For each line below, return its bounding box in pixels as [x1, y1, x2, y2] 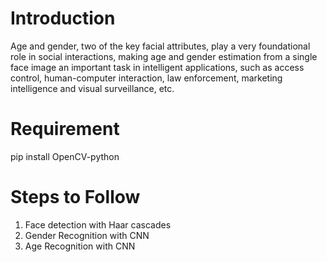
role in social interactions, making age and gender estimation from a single [10, 50, 318, 62]
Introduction [10, 7, 116, 30]
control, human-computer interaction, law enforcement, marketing [10, 72, 283, 84]
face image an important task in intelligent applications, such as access [10, 61, 305, 73]
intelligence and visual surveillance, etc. [10, 82, 175, 94]
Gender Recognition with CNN [24, 229, 150, 241]
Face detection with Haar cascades [24, 218, 172, 231]
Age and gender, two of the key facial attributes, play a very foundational [10, 40, 311, 52]
